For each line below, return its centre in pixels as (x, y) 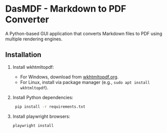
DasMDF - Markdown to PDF (66, 9)
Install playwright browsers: (41, 116)
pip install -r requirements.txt (50, 107)
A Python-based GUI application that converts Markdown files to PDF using (84, 33)
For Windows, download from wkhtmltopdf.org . (69, 77)
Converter (27, 19)
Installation (23, 55)
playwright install (33, 125)
